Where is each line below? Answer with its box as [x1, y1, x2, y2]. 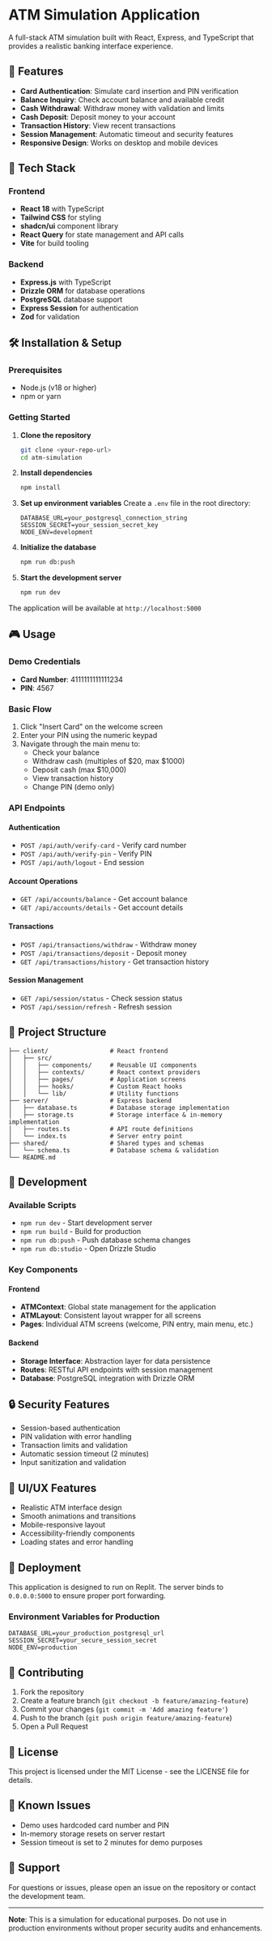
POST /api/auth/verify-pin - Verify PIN [19, 849, 152, 859]
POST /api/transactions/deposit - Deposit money [19, 948, 188, 958]
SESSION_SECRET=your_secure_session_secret [8, 1636, 158, 1645]
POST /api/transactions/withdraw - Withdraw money [19, 939, 197, 949]
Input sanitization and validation [19, 1458, 127, 1468]
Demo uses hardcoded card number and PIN [19, 1820, 170, 1830]
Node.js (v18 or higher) [19, 383, 97, 392]
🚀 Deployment [8, 1561, 81, 1575]
